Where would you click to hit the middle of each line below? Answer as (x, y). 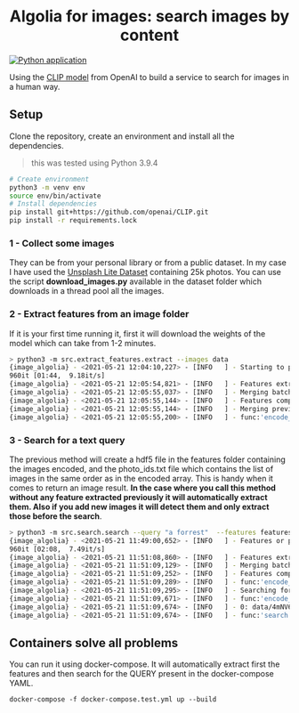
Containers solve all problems (94, 643)
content (149, 35)
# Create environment (49, 179)
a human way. (35, 86)
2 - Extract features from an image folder (99, 314)
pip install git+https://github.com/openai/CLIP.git (109, 212)
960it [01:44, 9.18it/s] (57, 376)
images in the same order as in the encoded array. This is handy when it (141, 478)
